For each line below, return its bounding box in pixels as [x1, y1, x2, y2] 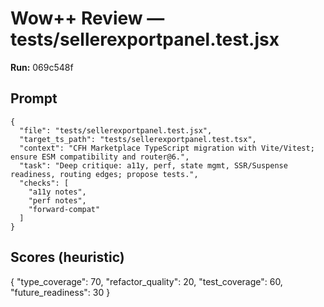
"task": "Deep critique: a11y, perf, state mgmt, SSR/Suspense [19, 160, 288, 171]
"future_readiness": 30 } [10, 286, 111, 298]
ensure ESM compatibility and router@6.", [10, 152, 190, 162]
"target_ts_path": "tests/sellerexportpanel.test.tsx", [19, 134, 257, 144]
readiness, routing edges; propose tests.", [10, 169, 199, 179]
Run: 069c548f [10, 61, 74, 73]
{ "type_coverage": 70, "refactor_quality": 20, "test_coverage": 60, [10, 275, 283, 287]
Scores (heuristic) [10, 249, 125, 266]
